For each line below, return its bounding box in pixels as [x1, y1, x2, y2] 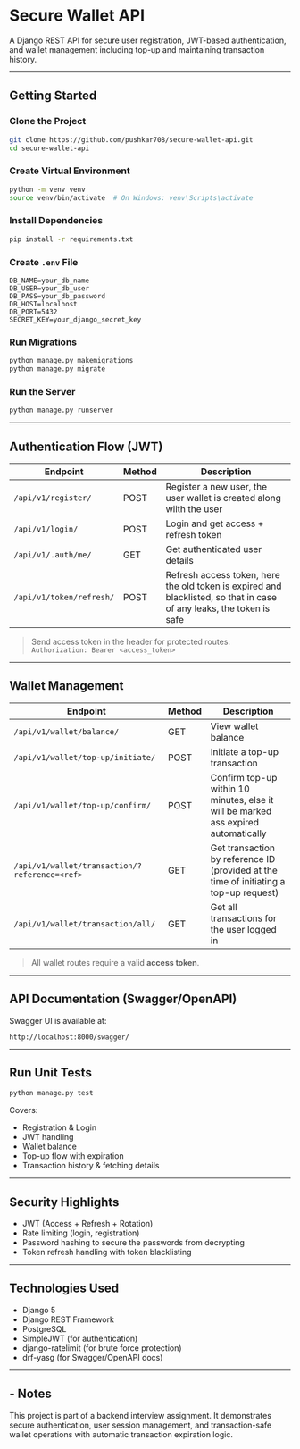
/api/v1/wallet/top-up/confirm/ [13, 800, 152, 810]
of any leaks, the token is [165, 602, 271, 615]
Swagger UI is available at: [9, 1015, 107, 1026]
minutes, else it [210, 793, 274, 806]
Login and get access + [165, 517, 264, 530]
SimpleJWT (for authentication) [21, 1333, 138, 1344]
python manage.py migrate [9, 364, 105, 373]
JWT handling [21, 1132, 74, 1143]
